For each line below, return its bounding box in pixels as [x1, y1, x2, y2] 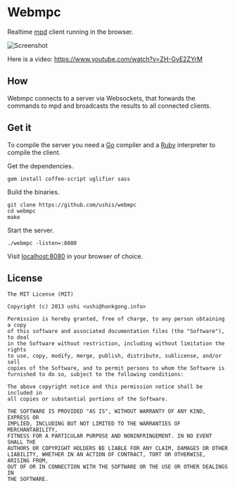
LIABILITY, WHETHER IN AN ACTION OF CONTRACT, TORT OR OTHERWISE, [7, 451, 206, 458]
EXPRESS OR [7, 414, 39, 421]
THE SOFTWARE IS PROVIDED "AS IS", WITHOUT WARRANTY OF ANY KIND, [7, 408, 206, 415]
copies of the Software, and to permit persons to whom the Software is [7, 365, 225, 372]
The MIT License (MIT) [7, 291, 74, 298]
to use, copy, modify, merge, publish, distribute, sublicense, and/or [7, 353, 222, 360]
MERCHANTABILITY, [7, 427, 58, 434]
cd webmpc [7, 207, 37, 215]
